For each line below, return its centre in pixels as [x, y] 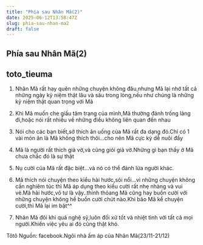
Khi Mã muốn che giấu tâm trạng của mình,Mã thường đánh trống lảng [103, 114]
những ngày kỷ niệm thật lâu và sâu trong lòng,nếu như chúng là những [105, 95]
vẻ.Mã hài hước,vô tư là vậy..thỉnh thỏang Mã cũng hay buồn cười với [101, 193]
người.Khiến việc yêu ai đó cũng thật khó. [67, 224]
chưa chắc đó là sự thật [45, 156]
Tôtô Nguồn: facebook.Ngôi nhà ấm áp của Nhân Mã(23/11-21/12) [88, 236]
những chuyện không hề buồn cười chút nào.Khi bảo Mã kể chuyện [99, 199]
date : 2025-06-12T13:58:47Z [42, 18]
